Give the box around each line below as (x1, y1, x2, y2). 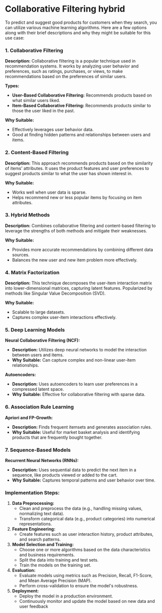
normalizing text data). (19, 511, 64, 516)
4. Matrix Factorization (5, 269, 59, 276)
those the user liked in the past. (12, 108, 75, 114)
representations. (19, 521, 52, 527)
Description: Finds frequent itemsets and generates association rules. (12, 424, 152, 430)
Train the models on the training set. (19, 562, 91, 568)
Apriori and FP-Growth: (5, 414, 53, 420)
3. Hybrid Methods (5, 212, 50, 218)
